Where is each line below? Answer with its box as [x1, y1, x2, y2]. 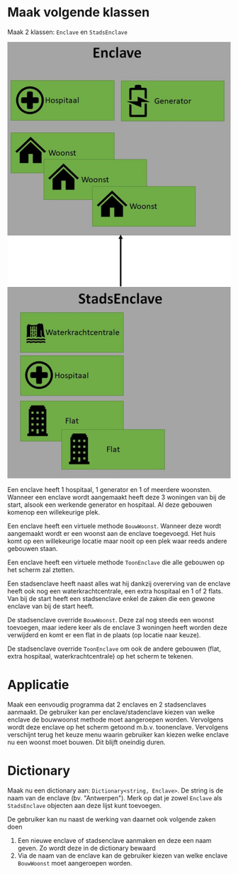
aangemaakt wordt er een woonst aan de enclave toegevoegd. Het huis [7, 529, 216, 537]
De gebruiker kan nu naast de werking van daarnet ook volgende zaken [7, 814, 216, 823]
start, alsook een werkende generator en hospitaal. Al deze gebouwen [7, 500, 212, 509]
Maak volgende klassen [7, 4, 150, 21]
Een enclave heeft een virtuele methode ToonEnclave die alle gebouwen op [7, 558, 225, 566]
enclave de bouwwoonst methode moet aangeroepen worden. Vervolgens [7, 715, 224, 724]
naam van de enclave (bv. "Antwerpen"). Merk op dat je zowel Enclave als [7, 793, 222, 802]
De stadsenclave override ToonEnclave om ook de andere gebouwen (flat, [7, 644, 222, 653]
